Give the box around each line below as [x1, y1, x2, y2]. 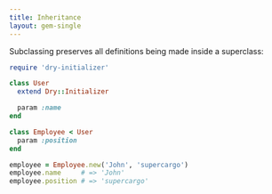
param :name [17, 103, 62, 112]
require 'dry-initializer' [9, 63, 109, 72]
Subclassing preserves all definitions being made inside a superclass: [9, 45, 264, 56]
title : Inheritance [9, 12, 82, 22]
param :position [17, 135, 77, 145]
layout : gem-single [9, 21, 82, 30]
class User [9, 79, 50, 88]
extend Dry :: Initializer [17, 87, 109, 96]
